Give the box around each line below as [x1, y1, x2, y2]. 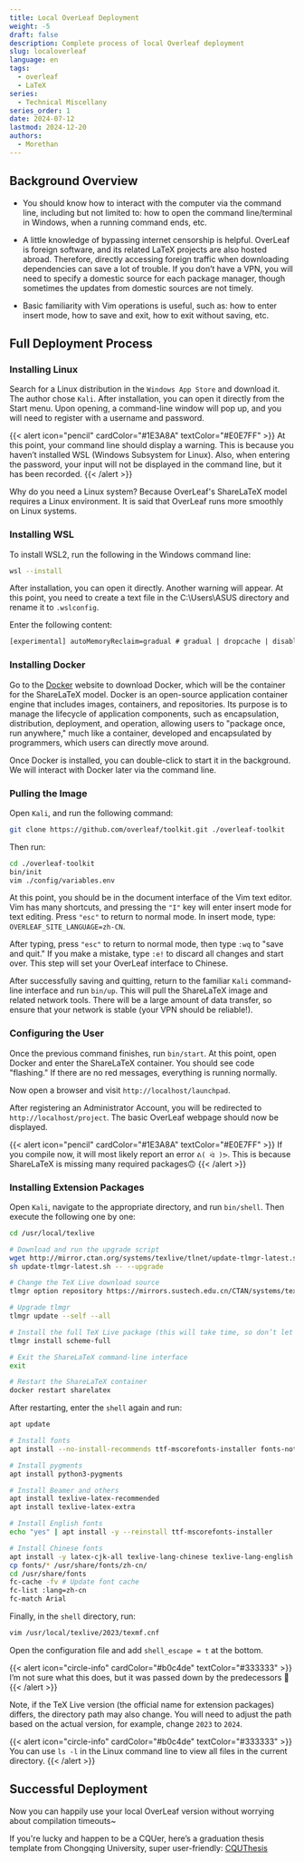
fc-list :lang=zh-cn [9, 1586, 88, 1595]
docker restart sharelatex [9, 1386, 111, 1395]
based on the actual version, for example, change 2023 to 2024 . [9, 1718, 242, 1729]
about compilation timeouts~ [9, 1815, 117, 1826]
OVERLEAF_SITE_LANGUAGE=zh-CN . [9, 921, 126, 932]
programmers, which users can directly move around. [9, 736, 210, 748]
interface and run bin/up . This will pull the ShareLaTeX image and [24, 985, 269, 996]
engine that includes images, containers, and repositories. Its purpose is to [9, 698, 288, 709]
